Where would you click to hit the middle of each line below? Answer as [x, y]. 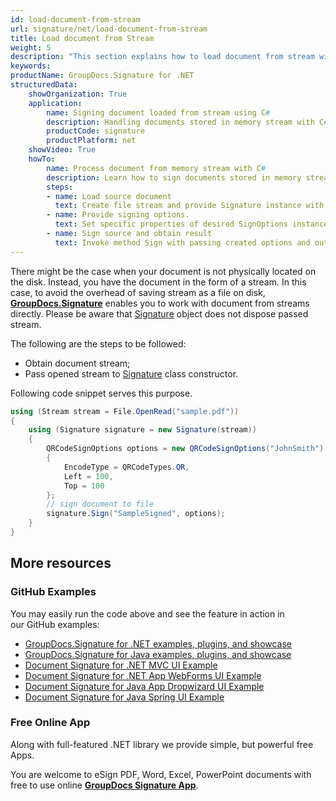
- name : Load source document [109, 196]
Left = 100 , [88, 476]
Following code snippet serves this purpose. [101, 393]
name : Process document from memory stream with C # [156, 168]
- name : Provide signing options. [118, 215]
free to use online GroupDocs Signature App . [104, 785]
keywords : [31, 66]
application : [55, 103]
